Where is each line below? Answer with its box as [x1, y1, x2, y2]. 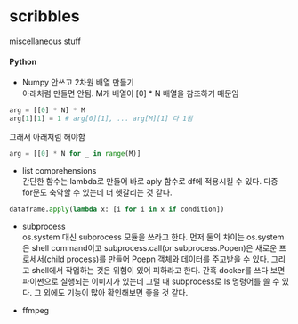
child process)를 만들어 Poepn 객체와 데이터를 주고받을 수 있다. [46, 254, 270, 264]
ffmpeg [21, 304, 50, 315]
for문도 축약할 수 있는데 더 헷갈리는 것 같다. [21, 187, 173, 198]
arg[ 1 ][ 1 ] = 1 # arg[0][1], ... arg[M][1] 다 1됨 [9, 114, 193, 124]
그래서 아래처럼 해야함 [9, 131, 86, 142]
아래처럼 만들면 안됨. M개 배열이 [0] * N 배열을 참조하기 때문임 [21, 88, 239, 99]
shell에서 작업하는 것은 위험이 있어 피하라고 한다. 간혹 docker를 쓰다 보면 [31, 264, 286, 275]
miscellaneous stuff [9, 36, 82, 46]
